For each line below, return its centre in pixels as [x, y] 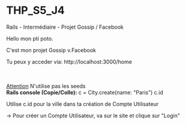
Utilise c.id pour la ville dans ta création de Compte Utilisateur [82, 104]
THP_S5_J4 [35, 10]
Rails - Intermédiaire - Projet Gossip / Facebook [65, 27]
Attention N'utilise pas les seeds [46, 86]
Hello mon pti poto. [30, 38]
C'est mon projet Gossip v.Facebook [51, 50]
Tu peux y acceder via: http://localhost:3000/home [69, 62]
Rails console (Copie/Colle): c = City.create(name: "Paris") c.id [85, 92]
